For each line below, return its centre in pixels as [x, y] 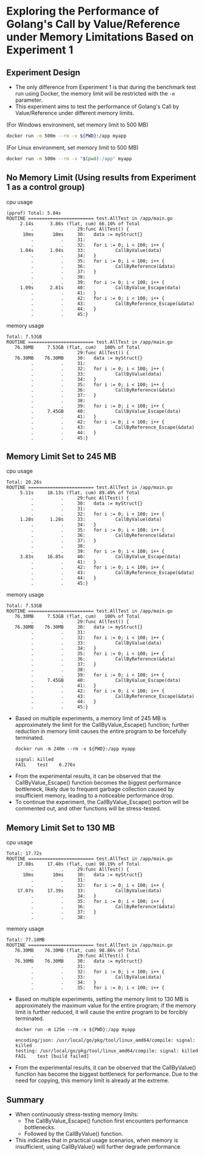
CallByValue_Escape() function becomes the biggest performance [98, 783]
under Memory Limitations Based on [100, 37]
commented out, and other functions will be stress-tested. [88, 808]
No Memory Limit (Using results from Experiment [101, 178]
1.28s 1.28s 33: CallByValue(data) [91, 520]
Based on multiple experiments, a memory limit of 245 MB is [90, 718]
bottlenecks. [40, 1127]
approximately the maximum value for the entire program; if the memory [106, 1006]
